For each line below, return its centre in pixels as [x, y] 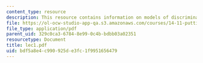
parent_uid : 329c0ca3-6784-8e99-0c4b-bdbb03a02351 [71, 34]
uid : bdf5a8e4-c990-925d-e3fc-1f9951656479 [62, 51]
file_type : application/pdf [42, 28]
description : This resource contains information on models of [88, 17]
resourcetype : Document [36, 40]
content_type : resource [36, 12]
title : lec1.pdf [27, 46]
